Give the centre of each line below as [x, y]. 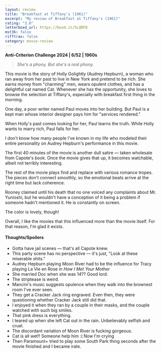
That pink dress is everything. [42, 315]
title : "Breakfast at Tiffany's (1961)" [47, 14]
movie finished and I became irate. [47, 346]
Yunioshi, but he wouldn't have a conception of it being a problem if [73, 197]
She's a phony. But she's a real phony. [55, 64]
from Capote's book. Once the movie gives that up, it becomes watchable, [79, 158]
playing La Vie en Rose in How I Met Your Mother [61, 269]
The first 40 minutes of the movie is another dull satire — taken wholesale [79, 152]
